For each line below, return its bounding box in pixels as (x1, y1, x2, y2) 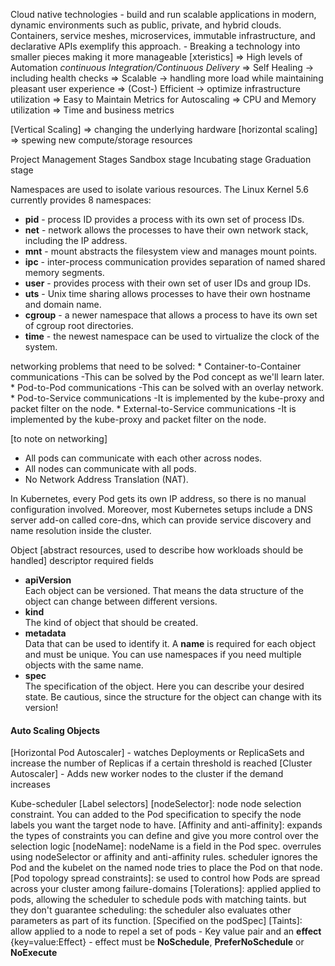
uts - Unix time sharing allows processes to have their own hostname (24, 288, 311, 299)
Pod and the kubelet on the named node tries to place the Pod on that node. (10, 862, 323, 874)
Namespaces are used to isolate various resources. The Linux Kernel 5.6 (10, 184, 310, 195)
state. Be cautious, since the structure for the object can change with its (24, 691, 322, 703)
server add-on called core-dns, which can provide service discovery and (10, 514, 312, 526)
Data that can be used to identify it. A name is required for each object (24, 638, 316, 649)
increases (10, 779, 51, 791)
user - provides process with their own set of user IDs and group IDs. (24, 277, 312, 289)
